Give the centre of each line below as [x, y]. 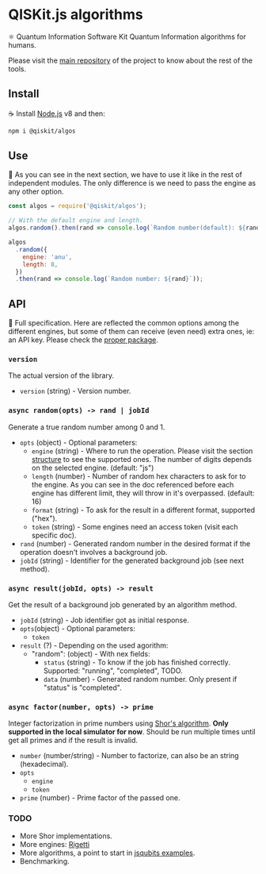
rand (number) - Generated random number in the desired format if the [135, 543]
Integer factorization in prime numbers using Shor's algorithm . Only [119, 723]
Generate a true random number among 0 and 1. [87, 427]
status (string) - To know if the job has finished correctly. [137, 662]
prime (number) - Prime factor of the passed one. [100, 798]
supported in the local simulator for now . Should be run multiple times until [132, 732]
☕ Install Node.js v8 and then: [57, 114]
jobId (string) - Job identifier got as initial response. [104, 620]
